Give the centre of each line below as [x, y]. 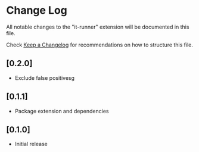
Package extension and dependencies [62, 111]
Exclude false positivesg [45, 77]
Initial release [31, 144]
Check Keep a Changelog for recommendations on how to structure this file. [100, 45]
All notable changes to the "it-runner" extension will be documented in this [98, 27]
